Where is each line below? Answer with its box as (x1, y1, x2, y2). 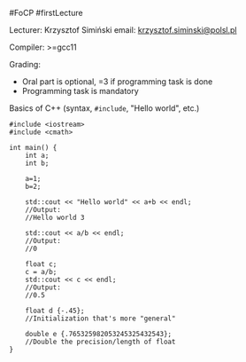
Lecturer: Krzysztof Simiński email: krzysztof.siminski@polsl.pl (9, 25, 237, 35)
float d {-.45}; (25, 306, 86, 315)
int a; (25, 151, 50, 160)
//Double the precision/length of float (25, 337, 176, 346)
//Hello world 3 (25, 213, 86, 222)
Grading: (9, 59, 42, 69)
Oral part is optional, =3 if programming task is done (21, 76, 213, 87)
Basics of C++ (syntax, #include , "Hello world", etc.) (9, 103, 200, 114)
